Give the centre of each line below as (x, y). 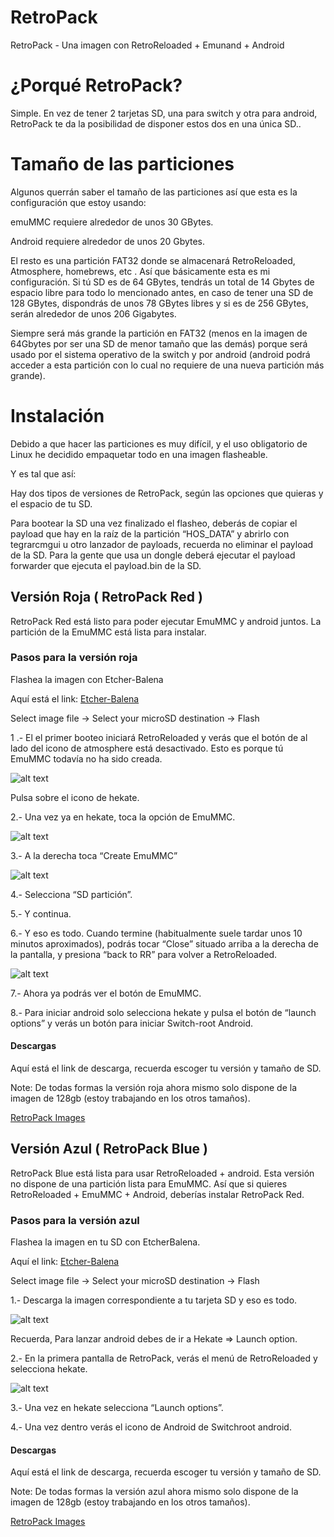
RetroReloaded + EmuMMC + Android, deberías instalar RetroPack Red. (157, 1194)
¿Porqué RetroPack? (96, 85)
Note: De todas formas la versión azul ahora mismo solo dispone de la (154, 1492)
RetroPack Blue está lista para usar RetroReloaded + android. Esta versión (162, 1173)
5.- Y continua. (41, 913)
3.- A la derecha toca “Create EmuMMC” (94, 855)
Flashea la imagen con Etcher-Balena (87, 679)
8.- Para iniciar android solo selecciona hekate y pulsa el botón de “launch (163, 1012)
